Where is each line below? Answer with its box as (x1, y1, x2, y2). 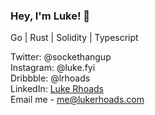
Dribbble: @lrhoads (10, 72, 91, 84)
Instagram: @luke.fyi (10, 62, 96, 74)
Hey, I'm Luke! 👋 (10, 9, 91, 23)
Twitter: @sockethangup (10, 51, 112, 63)
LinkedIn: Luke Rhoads (10, 83, 104, 95)
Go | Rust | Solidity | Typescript (10, 32, 139, 44)
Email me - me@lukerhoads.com (10, 94, 145, 106)
